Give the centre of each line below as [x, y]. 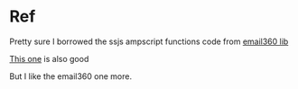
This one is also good [49, 58]
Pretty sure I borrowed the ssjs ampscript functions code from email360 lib [149, 41]
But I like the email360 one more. [71, 76]
